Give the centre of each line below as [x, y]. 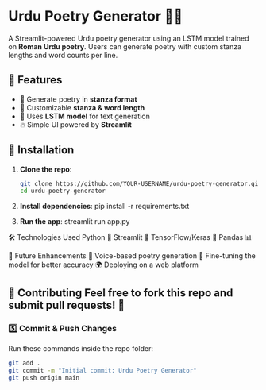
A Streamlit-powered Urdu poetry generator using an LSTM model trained [129, 38]
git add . [25, 363]
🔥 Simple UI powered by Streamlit [76, 124]
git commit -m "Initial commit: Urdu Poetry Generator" [102, 370]
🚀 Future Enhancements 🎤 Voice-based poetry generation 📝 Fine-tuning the [132, 256]
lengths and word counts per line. [63, 55]
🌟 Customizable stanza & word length [82, 107]
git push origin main [44, 378]
